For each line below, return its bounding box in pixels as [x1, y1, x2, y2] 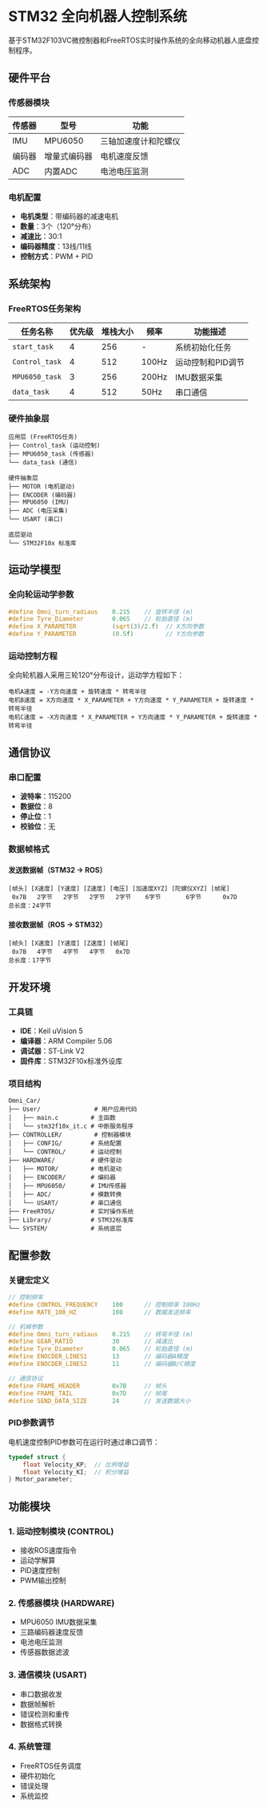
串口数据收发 [19, 1689, 62, 1699]
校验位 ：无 [19, 821, 56, 831]
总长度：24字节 [8, 902, 52, 910]
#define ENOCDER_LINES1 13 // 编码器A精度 [8, 1352, 189, 1360]
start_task [12, 342, 54, 351]
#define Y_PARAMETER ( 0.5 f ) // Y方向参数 [8, 630, 205, 638]
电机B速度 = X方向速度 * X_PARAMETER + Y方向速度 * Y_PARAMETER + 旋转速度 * [8, 696, 254, 704]
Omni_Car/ [8, 1097, 42, 1105]
